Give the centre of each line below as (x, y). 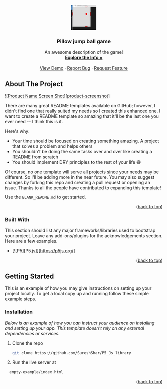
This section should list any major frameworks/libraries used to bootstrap (80, 231)
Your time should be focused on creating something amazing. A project (85, 141)
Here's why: (17, 131)
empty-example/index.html (37, 372)
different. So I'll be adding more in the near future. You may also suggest (80, 177)
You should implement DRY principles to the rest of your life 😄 (77, 162)
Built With (17, 220)
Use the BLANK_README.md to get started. (46, 197)
